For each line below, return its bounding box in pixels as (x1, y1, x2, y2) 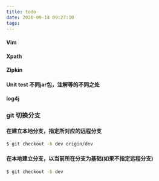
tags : (6, 20, 20, 26)
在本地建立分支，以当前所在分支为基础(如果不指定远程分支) (6, 154, 154, 162)
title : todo (6, 8, 36, 15)
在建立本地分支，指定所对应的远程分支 (6, 127, 102, 135)
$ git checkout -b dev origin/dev (6, 141, 94, 147)
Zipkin (6, 66, 23, 74)
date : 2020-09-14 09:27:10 (6, 14, 74, 21)
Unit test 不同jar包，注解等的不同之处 (6, 81, 100, 88)
